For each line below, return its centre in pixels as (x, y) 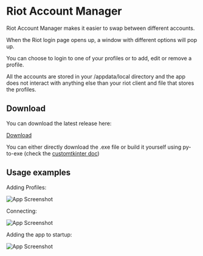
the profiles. (21, 89)
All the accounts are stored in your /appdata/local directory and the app (96, 76)
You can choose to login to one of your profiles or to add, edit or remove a (99, 58)
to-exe (15, 153)
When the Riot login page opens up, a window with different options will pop (102, 40)
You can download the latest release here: (59, 123)
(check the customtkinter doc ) (62, 153)
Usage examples (39, 173)
